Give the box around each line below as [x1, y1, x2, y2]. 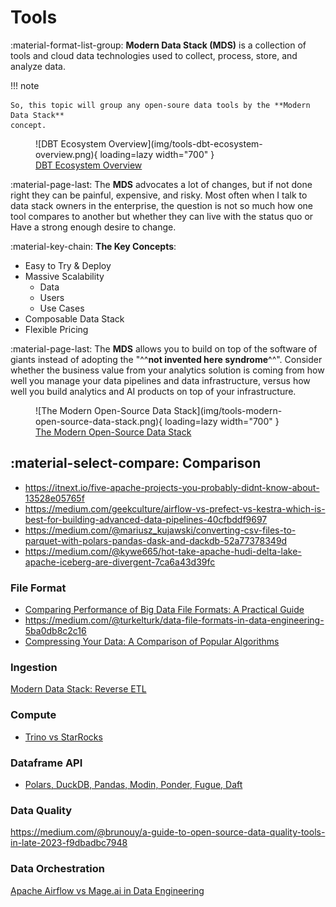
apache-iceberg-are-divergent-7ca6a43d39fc [24, 556, 216, 568]
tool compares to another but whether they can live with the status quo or [10, 210, 314, 222]
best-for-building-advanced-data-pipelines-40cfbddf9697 [24, 513, 268, 525]
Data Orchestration [10, 862, 105, 876]
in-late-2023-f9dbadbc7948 [10, 837, 128, 849]
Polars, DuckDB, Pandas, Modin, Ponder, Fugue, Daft [24, 778, 243, 790]
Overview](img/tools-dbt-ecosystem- [108, 137, 263, 150]
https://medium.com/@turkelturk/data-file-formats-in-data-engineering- [24, 614, 325, 626]
